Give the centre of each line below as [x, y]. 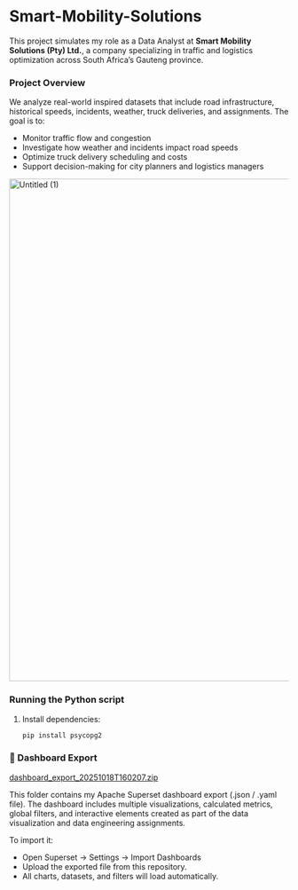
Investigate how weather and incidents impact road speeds [130, 147]
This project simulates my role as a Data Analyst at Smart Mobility [130, 41]
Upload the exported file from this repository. [105, 866]
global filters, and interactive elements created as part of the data [129, 813]
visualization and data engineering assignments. [98, 823]
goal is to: [27, 121]
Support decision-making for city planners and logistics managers [143, 167]
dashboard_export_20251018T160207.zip [84, 777]
